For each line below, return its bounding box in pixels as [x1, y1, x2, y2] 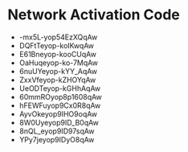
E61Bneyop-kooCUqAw [18, 49, 97, 59]
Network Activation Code [7, 6, 180, 24]
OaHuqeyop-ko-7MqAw [18, 58, 98, 68]
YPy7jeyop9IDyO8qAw [18, 134, 95, 144]
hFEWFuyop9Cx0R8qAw [18, 101, 101, 110]
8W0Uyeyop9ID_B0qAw [18, 117, 100, 127]
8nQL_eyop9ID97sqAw [18, 126, 95, 136]
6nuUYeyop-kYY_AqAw [18, 66, 98, 76]
